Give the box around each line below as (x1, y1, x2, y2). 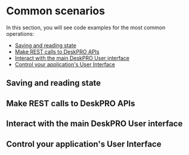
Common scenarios (6, 4, 106, 18)
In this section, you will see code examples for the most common (6, 24, 166, 31)
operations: (6, 30, 35, 37)
